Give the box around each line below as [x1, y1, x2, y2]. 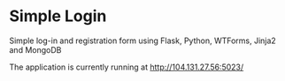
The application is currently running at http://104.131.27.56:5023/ [9, 62, 244, 72]
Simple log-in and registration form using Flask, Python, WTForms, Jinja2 [9, 35, 276, 46]
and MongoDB [9, 44, 62, 55]
